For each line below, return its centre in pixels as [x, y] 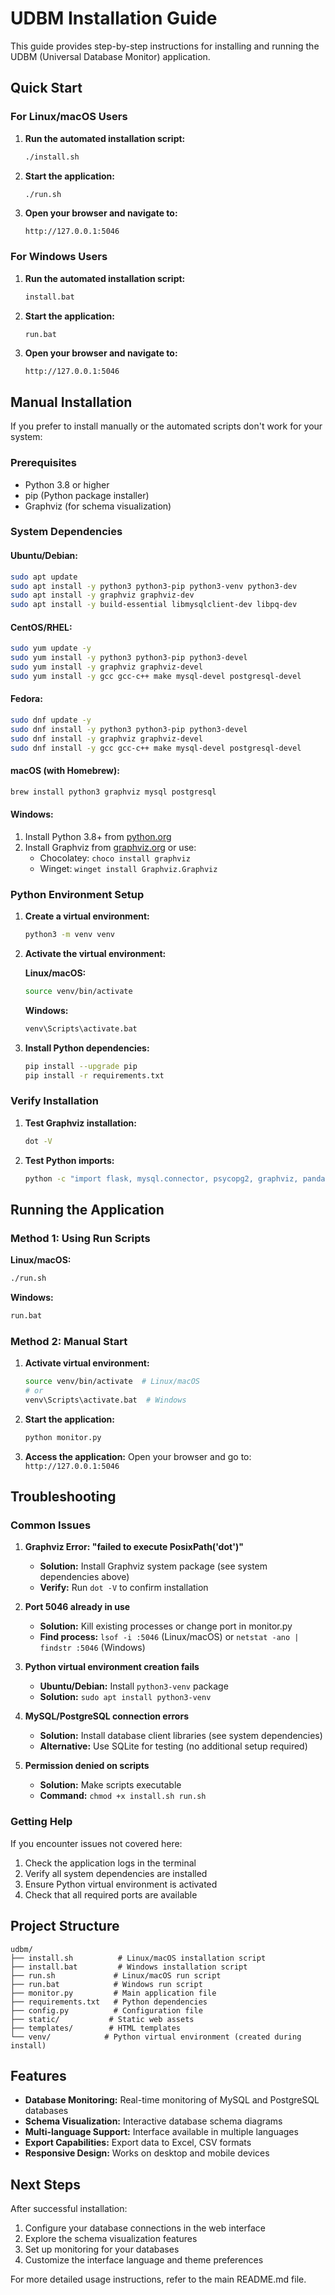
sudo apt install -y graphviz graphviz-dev [102, 595]
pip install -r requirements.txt [94, 1075]
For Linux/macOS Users [69, 117]
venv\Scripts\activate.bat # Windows [105, 1400]
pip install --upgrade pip [81, 1066]
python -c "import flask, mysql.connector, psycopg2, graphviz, [161, 1178]
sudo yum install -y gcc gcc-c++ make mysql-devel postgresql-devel [156, 676]
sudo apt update [44, 577]
